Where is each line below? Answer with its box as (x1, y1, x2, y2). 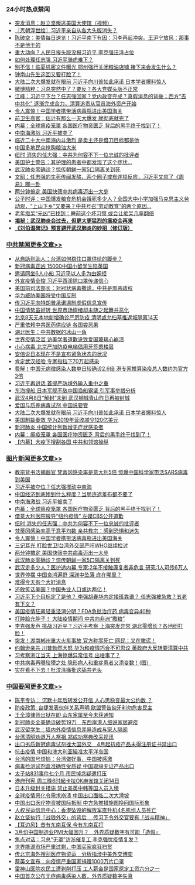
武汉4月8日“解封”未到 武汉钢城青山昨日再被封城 (14, 394, 130, 401)
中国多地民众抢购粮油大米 (14, 144, 77, 151)
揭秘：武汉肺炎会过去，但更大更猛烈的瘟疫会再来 (14, 217, 133, 224)
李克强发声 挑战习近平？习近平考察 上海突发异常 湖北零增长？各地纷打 (14, 622, 183, 629)
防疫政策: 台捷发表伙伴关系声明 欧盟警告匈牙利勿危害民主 (14, 704, 153, 711)
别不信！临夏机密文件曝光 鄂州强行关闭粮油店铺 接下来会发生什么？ (14, 63, 177, 71)
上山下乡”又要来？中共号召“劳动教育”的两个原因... (32, 203, 152, 210)
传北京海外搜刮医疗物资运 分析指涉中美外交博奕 (14, 850, 133, 857)
